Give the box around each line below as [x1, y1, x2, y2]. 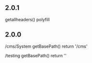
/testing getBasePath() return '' [5, 52, 66, 58]
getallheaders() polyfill [5, 16, 50, 22]
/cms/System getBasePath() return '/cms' [5, 43, 88, 49]
